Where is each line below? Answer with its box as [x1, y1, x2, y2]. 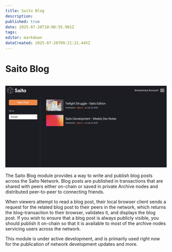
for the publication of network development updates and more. [5, 241, 138, 247]
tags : [5, 30, 17, 35]
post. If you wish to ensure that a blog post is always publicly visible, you [5, 215, 159, 221]
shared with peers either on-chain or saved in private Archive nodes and [5, 183, 158, 189]
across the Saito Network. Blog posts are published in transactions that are [5, 178, 163, 184]
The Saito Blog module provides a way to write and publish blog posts [5, 172, 153, 179]
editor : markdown [5, 35, 42, 40]
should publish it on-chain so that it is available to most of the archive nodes [5, 220, 166, 226]
